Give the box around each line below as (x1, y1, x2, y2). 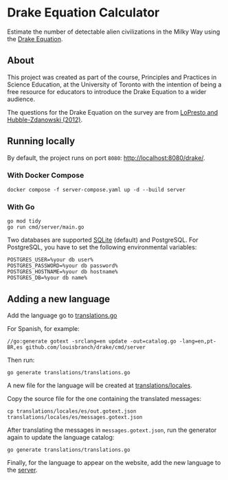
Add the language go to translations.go (7, 311, 117, 319)
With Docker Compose (7, 170, 84, 180)
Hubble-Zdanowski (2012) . (7, 115, 83, 124)
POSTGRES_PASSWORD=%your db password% (7, 262, 118, 269)
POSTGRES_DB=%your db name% (7, 275, 88, 282)
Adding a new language (7, 293, 111, 305)
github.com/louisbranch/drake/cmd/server (25, 343, 146, 351)
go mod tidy (7, 218, 41, 225)
